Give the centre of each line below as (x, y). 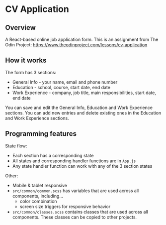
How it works (26, 60)
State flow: (16, 146)
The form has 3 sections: (31, 72)
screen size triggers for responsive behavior (65, 206)
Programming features (41, 134)
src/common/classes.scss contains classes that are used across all (80, 212)
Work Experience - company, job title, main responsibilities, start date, (84, 93)
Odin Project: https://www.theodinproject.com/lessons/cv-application (76, 45)
